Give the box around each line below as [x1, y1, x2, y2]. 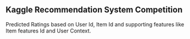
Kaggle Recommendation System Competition [5, 5, 183, 15]
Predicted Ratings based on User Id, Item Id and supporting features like [5, 20, 185, 28]
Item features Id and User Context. [5, 27, 91, 34]
